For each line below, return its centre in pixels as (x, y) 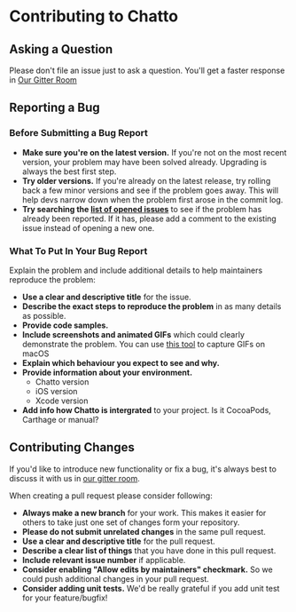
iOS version (56, 391)
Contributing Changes (72, 447)
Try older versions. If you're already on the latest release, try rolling (146, 180)
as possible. (44, 315)
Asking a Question (61, 49)
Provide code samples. (65, 325)
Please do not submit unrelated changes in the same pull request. (144, 531)
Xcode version (62, 401)
